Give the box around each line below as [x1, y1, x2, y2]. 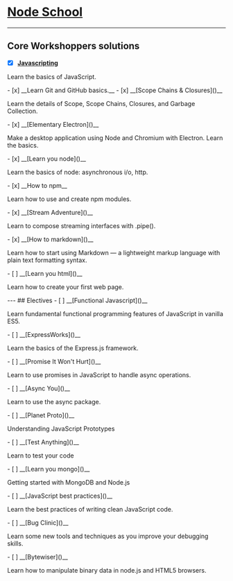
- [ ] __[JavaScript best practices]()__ [7, 492, 113, 500]
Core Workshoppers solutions [7, 40, 140, 52]
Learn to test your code [7, 451, 74, 460]
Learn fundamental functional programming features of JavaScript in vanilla [7, 309, 224, 318]
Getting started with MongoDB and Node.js [7, 478, 130, 486]
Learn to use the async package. [7, 397, 101, 406]
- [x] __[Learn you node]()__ [7, 154, 87, 163]
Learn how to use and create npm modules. [7, 195, 132, 203]
